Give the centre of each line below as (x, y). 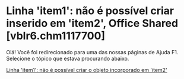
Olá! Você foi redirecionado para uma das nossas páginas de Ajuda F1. (92, 52)
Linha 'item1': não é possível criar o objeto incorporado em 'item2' (87, 70)
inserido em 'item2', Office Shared (92, 23)
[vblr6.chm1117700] (56, 36)
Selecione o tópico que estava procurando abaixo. (68, 58)
